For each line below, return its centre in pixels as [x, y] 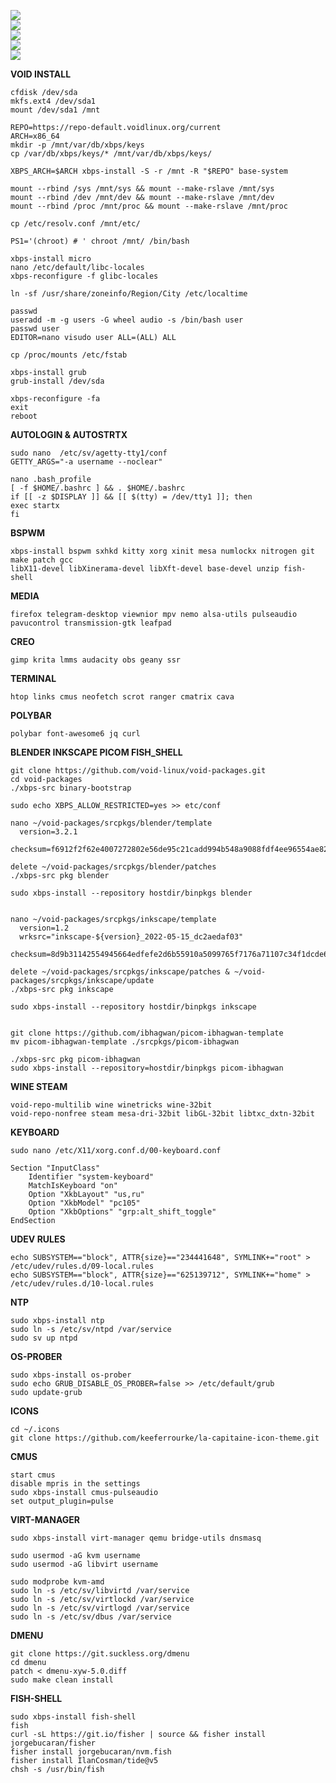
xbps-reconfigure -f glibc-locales [84, 276]
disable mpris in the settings [75, 1484]
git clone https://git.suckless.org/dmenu [100, 1654]
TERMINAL [33, 678]
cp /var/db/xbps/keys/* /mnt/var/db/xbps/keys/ [111, 154]
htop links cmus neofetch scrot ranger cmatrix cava [122, 697]
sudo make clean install [62, 1680]
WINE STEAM [39, 1086]
